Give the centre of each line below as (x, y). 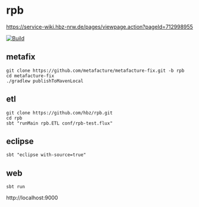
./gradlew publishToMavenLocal (45, 81)
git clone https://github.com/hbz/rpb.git (59, 113)
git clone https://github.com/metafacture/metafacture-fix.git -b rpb (95, 71)
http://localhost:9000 (32, 198)
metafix (21, 57)
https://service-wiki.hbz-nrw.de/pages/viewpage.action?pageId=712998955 (99, 27)
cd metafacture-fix (30, 76)
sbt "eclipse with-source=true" (46, 155)
